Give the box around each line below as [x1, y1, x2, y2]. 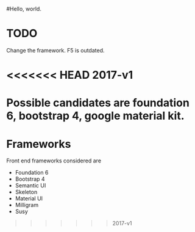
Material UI [15, 195, 43, 202]
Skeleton [15, 189, 38, 196]
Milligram [15, 201, 38, 209]
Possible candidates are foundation [6, 96, 190, 110]
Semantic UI [15, 182, 46, 189]
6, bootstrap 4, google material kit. [6, 109, 185, 123]
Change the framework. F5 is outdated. [6, 46, 105, 54]
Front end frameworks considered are [6, 157, 102, 164]
